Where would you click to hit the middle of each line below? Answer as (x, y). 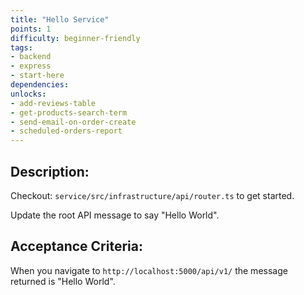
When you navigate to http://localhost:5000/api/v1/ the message (149, 270)
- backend (31, 57)
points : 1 (31, 29)
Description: (50, 171)
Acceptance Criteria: (76, 246)
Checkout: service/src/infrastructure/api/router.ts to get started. (152, 195)
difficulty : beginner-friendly (75, 38)
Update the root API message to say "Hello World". (115, 215)
